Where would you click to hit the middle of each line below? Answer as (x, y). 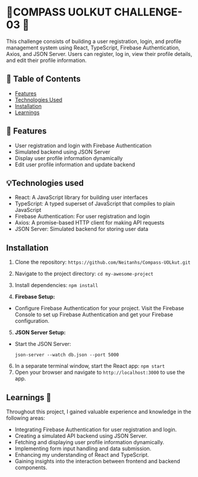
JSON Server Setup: (40, 332)
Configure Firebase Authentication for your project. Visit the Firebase (99, 308)
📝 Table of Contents (43, 79)
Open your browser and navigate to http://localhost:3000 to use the (100, 372)
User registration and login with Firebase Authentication (83, 145)
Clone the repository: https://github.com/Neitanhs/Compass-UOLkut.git (103, 262)
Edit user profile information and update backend (75, 164)
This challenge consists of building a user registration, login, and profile (94, 41)
